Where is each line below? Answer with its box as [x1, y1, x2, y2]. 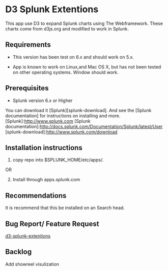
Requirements [5, 41, 51, 49]
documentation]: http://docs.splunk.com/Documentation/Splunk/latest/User [5, 123, 163, 129]
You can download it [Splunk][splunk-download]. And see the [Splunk [5, 107, 152, 113]
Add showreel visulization [5, 261, 60, 267]
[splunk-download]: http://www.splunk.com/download [5, 128, 118, 135]
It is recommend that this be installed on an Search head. [5, 205, 125, 211]
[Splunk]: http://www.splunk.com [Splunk [5, 118, 91, 124]
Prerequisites [5, 84, 49, 92]
